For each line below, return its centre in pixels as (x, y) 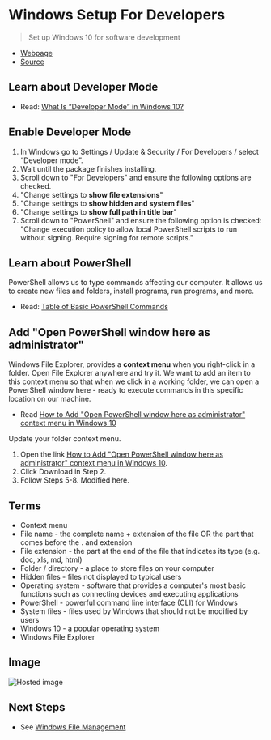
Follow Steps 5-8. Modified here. (74, 480)
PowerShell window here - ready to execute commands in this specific (126, 390)
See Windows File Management (73, 727)
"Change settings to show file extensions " (91, 194)
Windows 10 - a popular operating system (90, 628)
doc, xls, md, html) (51, 559)
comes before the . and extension (76, 542)
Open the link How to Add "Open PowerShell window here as (122, 454)
